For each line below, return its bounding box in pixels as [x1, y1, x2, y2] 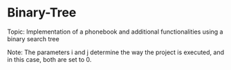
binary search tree [7, 34, 60, 43]
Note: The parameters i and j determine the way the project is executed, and [7, 48, 225, 56]
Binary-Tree [7, 5, 77, 21]
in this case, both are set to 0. [7, 55, 92, 63]
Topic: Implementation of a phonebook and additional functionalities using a [7, 27, 223, 36]
